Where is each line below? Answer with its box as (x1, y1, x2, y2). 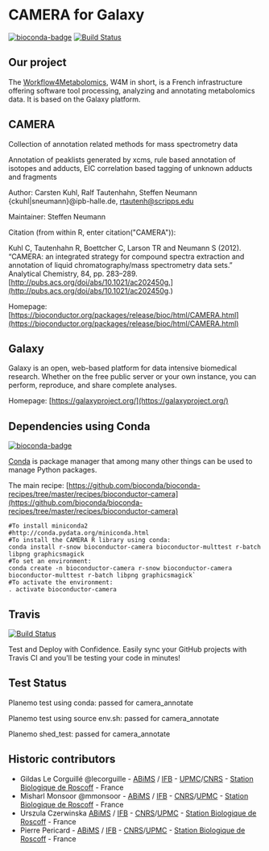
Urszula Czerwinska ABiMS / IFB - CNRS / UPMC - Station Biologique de (19, 808, 257, 818)
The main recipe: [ (8, 481, 69, 490)
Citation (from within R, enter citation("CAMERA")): (8, 227, 176, 237)
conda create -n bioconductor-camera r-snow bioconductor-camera (8, 565, 232, 573)
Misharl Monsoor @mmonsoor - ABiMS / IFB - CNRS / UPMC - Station (19, 791, 249, 800)
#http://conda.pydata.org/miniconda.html (8, 529, 150, 537)
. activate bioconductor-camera (8, 586, 117, 594)
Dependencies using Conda (8, 419, 151, 433)
